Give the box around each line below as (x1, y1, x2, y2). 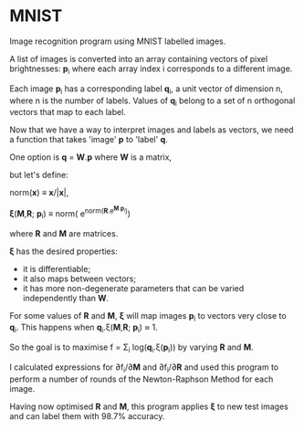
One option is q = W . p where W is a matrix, (9, 152, 172, 163)
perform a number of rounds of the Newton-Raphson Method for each (9, 373, 274, 384)
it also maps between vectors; (22, 273, 137, 284)
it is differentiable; (22, 263, 91, 274)
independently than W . (22, 292, 110, 303)
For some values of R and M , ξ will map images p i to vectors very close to (9, 310, 287, 323)
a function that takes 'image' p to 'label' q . (9, 134, 169, 145)
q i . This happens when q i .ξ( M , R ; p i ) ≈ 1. (9, 321, 158, 335)
